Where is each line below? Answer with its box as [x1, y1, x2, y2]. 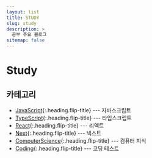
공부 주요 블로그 [12, 32, 47, 38]
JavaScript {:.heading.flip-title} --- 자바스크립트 [15, 107, 131, 113]
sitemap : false [6, 37, 45, 43]
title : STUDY [6, 15, 40, 21]
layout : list [6, 9, 40, 15]
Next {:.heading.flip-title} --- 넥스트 [15, 129, 102, 137]
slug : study [6, 20, 37, 26]
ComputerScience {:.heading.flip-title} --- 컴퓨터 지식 [15, 137, 147, 144]
